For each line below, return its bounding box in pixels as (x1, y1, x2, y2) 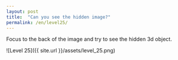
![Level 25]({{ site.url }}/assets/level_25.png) (6, 47, 115, 54)
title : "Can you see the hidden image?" (6, 14, 111, 20)
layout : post (6, 8, 39, 15)
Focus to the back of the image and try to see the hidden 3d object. (6, 36, 172, 43)
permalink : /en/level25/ (6, 19, 68, 25)
